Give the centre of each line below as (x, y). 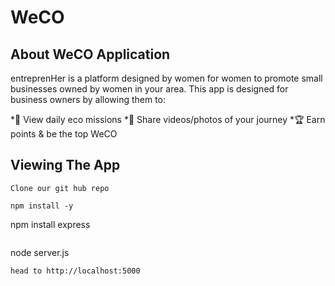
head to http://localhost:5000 (75, 271)
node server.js (40, 252)
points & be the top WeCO (64, 134)
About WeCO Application (90, 54)
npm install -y (42, 206)
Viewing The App (65, 165)
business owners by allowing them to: (88, 99)
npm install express (50, 224)
